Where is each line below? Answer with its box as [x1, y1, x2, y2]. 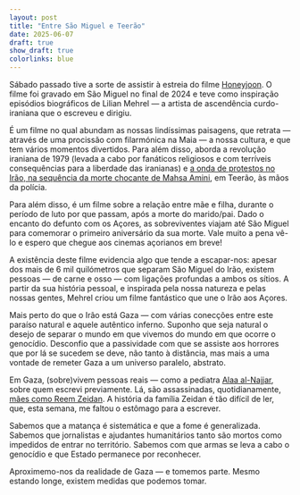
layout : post [9, 13, 58, 22]
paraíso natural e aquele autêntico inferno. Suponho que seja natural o [9, 319, 269, 330]
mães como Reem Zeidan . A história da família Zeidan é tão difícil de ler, [9, 394, 275, 404]
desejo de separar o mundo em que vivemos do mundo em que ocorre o [9, 329, 277, 340]
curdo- [253, 98, 279, 108]
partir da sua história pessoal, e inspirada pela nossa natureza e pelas [9, 283, 266, 293]
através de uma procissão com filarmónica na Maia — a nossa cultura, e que [9, 135, 291, 145]
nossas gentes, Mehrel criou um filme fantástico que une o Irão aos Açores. [9, 292, 288, 303]
